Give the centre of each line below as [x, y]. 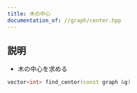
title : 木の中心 [29, 14]
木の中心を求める [42, 69]
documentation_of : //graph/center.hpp [64, 20]
